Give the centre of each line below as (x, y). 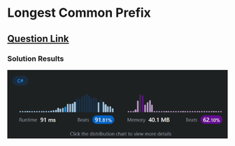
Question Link (38, 39)
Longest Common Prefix (79, 13)
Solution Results (36, 59)
